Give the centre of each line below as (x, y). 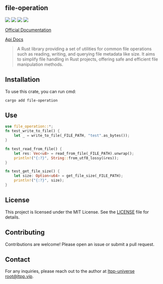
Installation (22, 80)
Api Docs (14, 39)
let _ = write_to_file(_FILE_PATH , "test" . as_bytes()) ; (72, 136)
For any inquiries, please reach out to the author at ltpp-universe (70, 271)
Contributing (25, 233)
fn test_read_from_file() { (34, 149)
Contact (18, 259)
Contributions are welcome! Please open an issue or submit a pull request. (80, 244)
